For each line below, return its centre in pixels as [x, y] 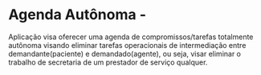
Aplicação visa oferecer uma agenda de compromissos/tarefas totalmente [131, 37]
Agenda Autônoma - [77, 15]
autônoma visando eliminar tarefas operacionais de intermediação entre [127, 45]
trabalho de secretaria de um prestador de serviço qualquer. [108, 62]
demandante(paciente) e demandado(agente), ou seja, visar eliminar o [125, 53]
